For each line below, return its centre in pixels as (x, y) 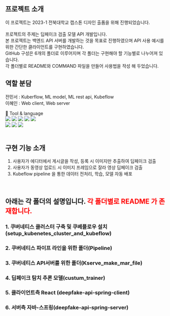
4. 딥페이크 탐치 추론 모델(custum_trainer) (55, 278)
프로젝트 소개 (25, 9)
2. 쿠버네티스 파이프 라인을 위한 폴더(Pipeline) (59, 248)
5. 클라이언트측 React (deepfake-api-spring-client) (67, 293)
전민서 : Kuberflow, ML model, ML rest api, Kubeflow (60, 97)
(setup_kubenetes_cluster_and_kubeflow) (58, 233)
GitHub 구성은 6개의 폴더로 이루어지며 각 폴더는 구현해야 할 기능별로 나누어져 (82, 53)
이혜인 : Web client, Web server (38, 103)
